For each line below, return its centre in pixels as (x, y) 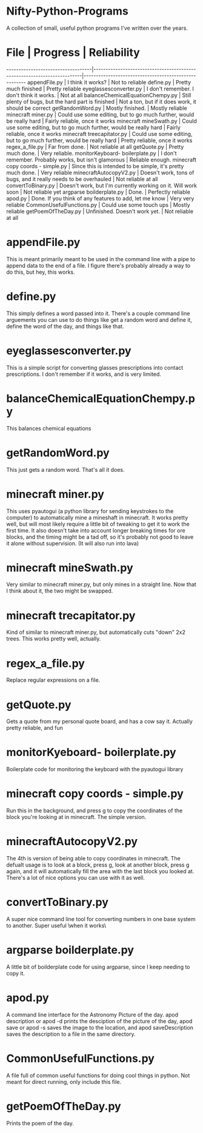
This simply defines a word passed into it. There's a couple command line (98, 313)
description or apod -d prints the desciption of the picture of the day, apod (99, 1021)
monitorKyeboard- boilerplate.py (92, 753)
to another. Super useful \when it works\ (56, 925)
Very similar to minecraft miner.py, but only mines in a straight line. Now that (101, 585)
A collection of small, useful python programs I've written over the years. (97, 28)
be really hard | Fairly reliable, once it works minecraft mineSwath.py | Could (101, 121)
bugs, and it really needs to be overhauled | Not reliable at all (82, 179)
